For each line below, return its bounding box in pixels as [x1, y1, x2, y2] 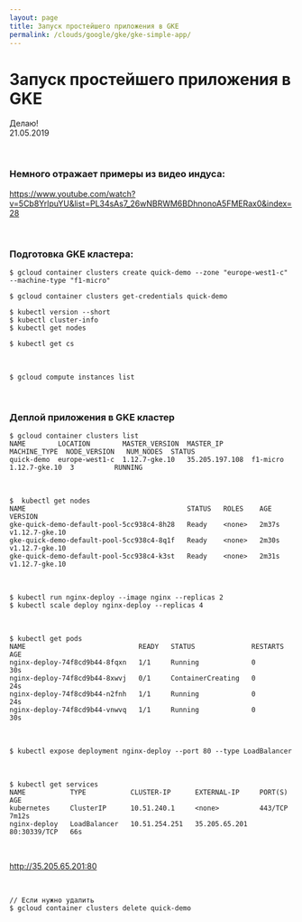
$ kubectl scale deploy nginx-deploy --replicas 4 [9, 601, 204, 610]
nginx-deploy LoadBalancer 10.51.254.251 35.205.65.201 [9, 820, 248, 829]
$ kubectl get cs [9, 339, 75, 348]
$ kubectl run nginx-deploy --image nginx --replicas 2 [9, 593, 224, 602]
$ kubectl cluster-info [9, 315, 99, 325]
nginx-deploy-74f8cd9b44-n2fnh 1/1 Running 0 [9, 690, 256, 699]
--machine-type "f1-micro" [9, 276, 111, 285]
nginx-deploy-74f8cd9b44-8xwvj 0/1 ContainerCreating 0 [9, 674, 256, 683]
